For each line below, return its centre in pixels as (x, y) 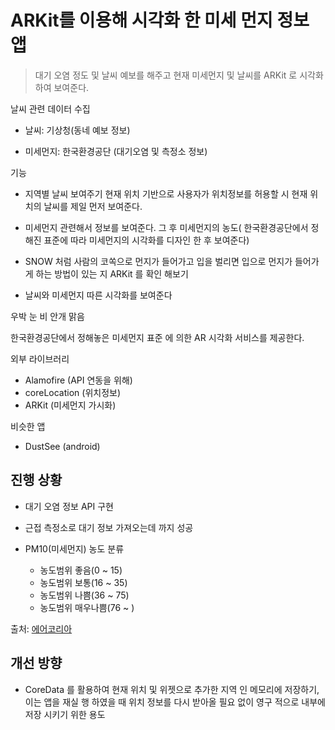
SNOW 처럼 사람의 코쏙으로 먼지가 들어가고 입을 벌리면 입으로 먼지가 (158, 261)
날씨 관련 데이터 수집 (50, 108)
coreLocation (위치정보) (73, 392)
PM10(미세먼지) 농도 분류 (74, 548)
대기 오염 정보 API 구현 (69, 506)
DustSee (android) (62, 446)
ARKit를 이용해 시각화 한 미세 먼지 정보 (160, 20)
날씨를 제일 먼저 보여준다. (93, 206)
